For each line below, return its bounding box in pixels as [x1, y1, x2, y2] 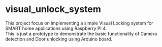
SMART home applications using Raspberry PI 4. [5, 25, 107, 31]
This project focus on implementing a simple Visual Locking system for [5, 20, 153, 26]
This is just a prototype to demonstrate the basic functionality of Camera [5, 30, 157, 36]
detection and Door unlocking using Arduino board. [5, 36, 113, 42]
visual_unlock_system [5, 3, 102, 15]
